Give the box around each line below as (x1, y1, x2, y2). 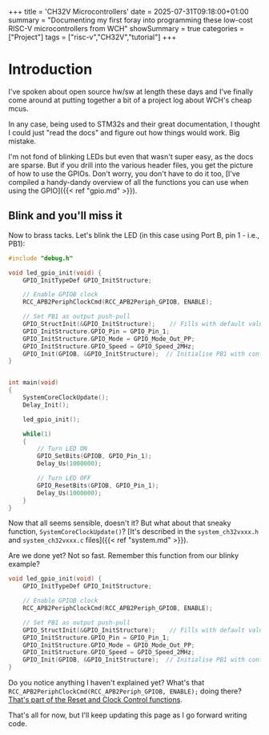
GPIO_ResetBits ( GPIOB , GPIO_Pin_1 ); (37, 481, 159, 489)
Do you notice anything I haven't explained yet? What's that (8, 678, 205, 687)
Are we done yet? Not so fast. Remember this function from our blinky (8, 551, 239, 560)
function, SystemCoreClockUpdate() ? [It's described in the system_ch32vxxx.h (8, 527, 259, 536)
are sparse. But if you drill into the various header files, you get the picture (8, 160, 254, 170)
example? (8, 560, 40, 569)
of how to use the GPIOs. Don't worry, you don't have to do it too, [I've (8, 168, 240, 179)
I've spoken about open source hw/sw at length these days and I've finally (8, 86, 254, 96)
